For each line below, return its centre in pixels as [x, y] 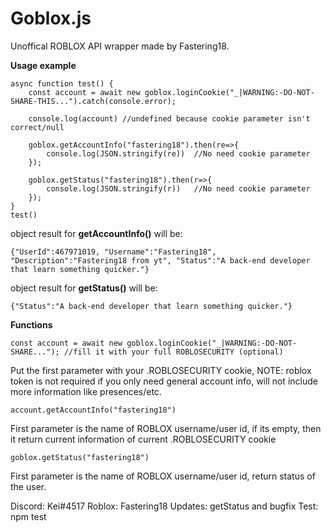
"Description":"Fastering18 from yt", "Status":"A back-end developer [160, 260]
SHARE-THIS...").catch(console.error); [93, 101]
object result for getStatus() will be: [84, 288]
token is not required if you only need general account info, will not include [164, 381]
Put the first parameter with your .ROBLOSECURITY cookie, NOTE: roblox [161, 370]
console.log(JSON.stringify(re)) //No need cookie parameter [178, 153]
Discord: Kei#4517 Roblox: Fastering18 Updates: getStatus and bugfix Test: [164, 506]
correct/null [37, 127]
